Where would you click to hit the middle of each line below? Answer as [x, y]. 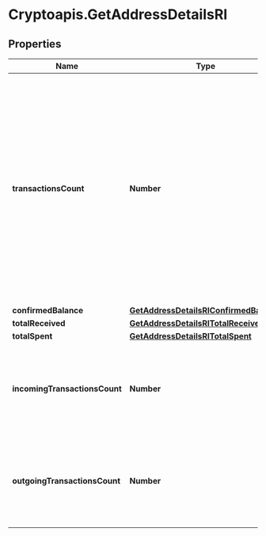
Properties [35, 44]
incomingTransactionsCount [67, 389]
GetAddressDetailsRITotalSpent [190, 336]
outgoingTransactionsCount [66, 481]
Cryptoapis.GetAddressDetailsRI [118, 15]
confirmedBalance [48, 310]
